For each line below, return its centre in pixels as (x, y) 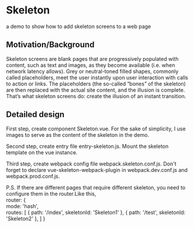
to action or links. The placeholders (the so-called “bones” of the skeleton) (96, 84)
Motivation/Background (50, 45)
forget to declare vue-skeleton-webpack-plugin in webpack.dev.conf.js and (97, 170)
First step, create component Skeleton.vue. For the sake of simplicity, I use (96, 129)
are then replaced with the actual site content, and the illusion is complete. (96, 90)
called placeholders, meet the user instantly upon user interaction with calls (97, 77)
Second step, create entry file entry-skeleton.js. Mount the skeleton (87, 146)
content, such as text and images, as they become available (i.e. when (91, 65)
